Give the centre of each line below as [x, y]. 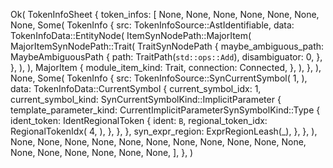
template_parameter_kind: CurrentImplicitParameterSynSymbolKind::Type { [165, 110]
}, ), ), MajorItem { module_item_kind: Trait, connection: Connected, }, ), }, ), [166, 67]
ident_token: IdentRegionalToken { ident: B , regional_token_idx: [139, 120]
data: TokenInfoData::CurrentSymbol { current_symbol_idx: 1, [136, 88]
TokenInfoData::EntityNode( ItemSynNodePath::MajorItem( [131, 35]
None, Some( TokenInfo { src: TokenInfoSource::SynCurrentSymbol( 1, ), [159, 78]
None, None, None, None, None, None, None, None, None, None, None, [158, 142]
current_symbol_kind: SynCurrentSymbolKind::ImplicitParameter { [146, 99]
